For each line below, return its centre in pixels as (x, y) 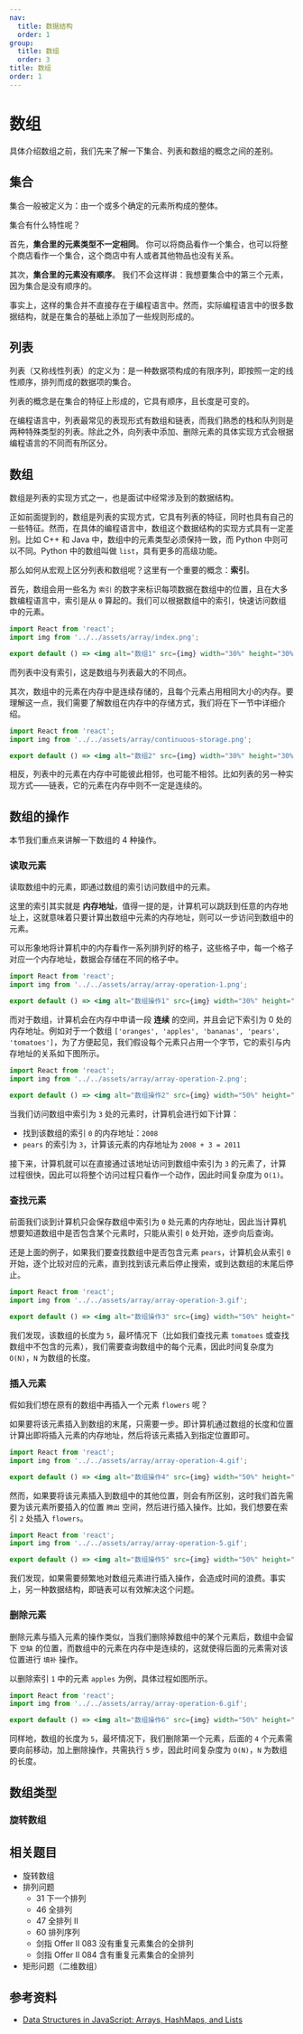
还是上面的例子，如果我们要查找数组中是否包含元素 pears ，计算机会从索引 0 (150, 1252)
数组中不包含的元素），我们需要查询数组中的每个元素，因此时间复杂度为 (142, 1346)
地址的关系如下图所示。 (60, 1054)
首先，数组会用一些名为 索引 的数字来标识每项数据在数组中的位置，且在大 (145, 589)
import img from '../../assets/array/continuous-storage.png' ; (131, 739)
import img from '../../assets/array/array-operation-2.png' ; (129, 1079)
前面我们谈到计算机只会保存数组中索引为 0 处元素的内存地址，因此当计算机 (148, 1222)
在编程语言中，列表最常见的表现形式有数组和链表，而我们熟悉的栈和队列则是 (151, 420)
